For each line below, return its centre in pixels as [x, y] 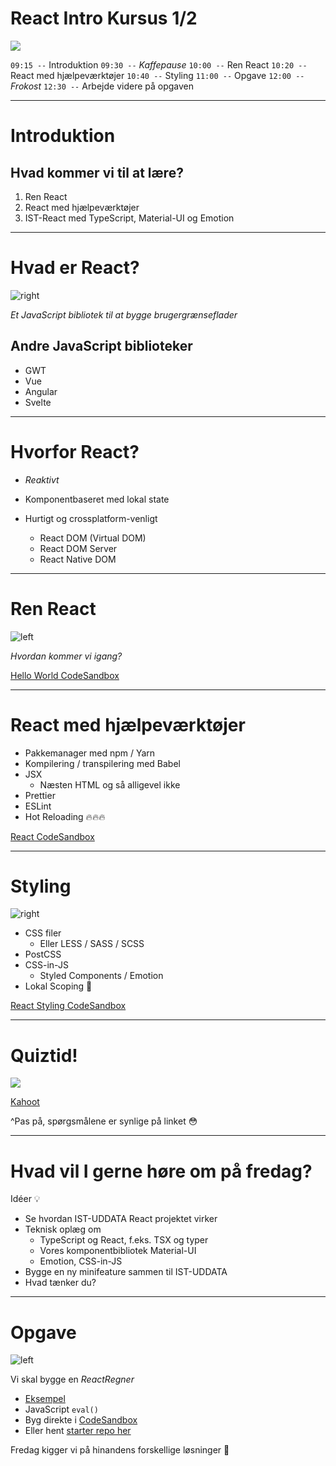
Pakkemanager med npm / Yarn [90, 753]
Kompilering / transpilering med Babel [102, 763]
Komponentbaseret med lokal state [97, 499]
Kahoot [25, 1102]
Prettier [40, 795]
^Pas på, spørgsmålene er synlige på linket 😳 [104, 1121]
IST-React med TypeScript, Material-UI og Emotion [129, 218]
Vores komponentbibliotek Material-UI [118, 1251]
